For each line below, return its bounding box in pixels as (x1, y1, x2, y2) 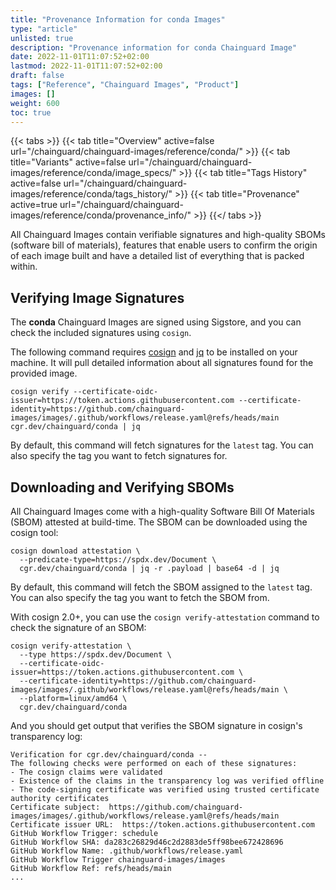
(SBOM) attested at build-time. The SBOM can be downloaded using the (10, 516, 308, 528)
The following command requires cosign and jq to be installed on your (10, 346, 298, 358)
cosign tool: (10, 527, 59, 538)
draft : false (10, 71, 65, 81)
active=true (10, 199, 58, 211)
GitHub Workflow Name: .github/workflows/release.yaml (10, 846, 244, 856)
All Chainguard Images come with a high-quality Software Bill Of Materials (10, 506, 315, 517)
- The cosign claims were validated (10, 767, 163, 777)
